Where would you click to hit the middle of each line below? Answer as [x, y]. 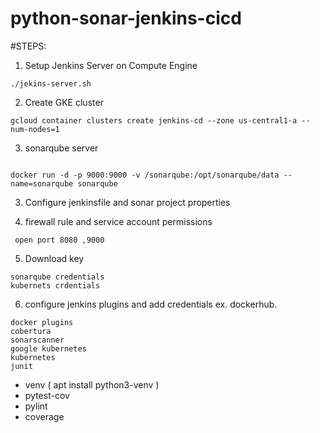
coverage [44, 416]
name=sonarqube [42, 183]
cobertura [31, 331]
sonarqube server [61, 148]
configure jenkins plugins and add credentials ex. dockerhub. [151, 304]
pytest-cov [47, 395]
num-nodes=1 [35, 129]
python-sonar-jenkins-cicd [126, 18]
